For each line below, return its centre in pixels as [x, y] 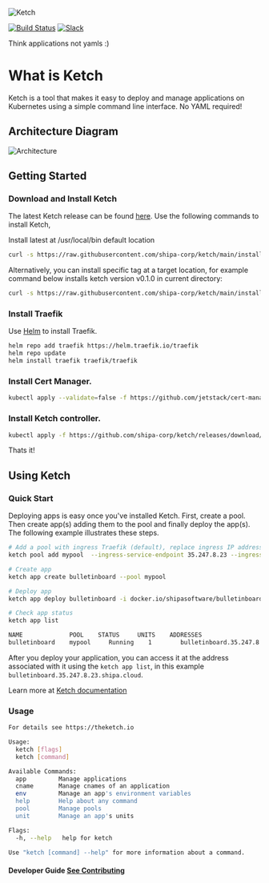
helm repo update [37, 353]
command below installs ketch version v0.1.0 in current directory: [115, 279]
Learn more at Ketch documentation [68, 690]
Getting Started [48, 176]
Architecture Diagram [63, 132]
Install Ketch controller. [55, 419]
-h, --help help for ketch [64, 838]
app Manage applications [71, 779]
